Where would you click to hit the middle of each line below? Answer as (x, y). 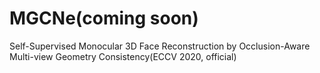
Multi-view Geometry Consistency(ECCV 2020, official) (123, 56)
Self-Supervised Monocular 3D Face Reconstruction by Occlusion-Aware (160, 46)
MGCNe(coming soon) (104, 18)
